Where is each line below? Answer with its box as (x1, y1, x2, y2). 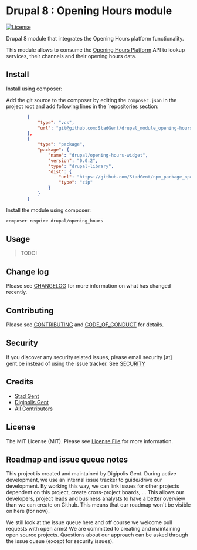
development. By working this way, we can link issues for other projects (6, 482, 180, 490)
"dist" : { (47, 168, 72, 174)
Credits (6, 377, 34, 387)
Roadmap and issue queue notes (6, 454, 128, 464)
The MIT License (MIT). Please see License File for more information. (6, 437, 173, 444)
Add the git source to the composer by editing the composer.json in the (6, 96, 177, 103)
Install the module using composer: (6, 207, 91, 214)
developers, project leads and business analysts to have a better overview (6, 495, 186, 502)
